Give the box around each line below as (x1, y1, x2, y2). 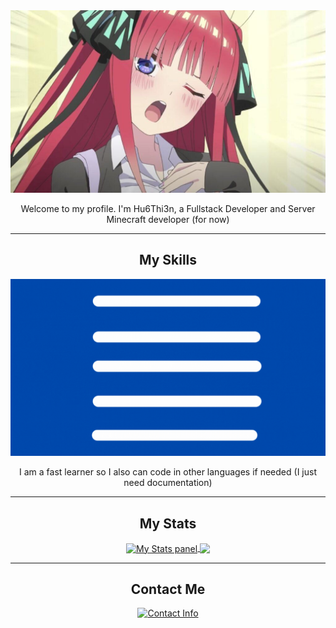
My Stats (139, 515, 197, 532)
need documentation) (123, 477, 213, 489)
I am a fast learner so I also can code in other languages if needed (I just (19, 466, 317, 478)
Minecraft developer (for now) (106, 213, 230, 225)
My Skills (138, 252, 198, 269)
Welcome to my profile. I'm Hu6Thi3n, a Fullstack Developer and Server (20, 202, 316, 214)
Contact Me (130, 581, 206, 598)
